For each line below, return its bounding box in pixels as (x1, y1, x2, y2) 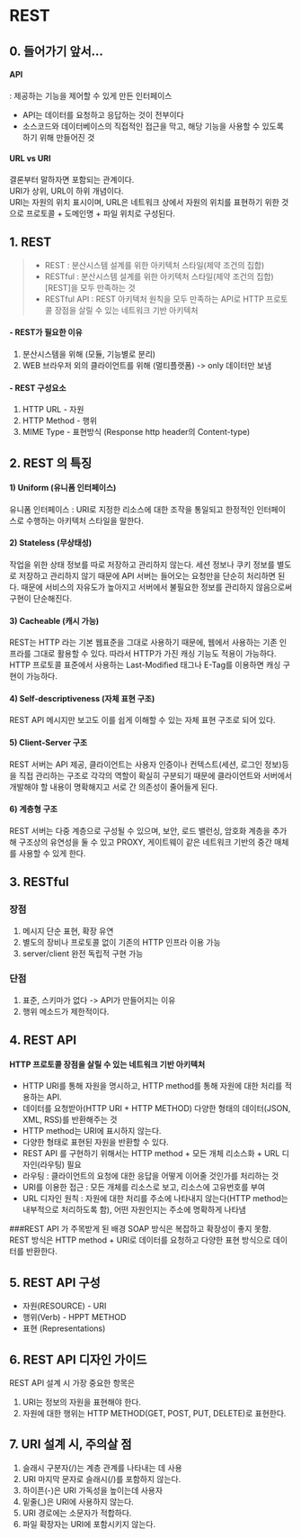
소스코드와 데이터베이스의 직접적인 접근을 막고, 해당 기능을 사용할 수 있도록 (22, 121, 285, 131)
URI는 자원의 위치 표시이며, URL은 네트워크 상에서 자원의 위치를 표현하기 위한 (9, 196, 280, 207)
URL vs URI (9, 153, 51, 164)
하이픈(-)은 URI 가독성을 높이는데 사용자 (22, 1485, 164, 1496)
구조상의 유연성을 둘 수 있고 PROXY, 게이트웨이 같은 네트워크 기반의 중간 (18, 837, 272, 847)
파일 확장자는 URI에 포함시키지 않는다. (22, 1518, 155, 1529)
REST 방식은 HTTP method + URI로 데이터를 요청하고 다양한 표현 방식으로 (9, 1235, 271, 1245)
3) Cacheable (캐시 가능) (9, 615, 100, 626)
